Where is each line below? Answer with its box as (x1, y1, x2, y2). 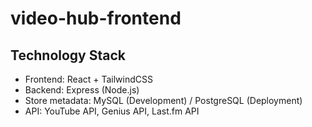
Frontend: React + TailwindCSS (24, 73, 153, 85)
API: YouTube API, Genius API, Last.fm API (24, 105, 200, 117)
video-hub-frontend (10, 7, 182, 30)
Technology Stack (10, 47, 126, 64)
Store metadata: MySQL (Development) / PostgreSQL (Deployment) (24, 95, 303, 106)
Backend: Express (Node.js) (24, 84, 140, 96)
